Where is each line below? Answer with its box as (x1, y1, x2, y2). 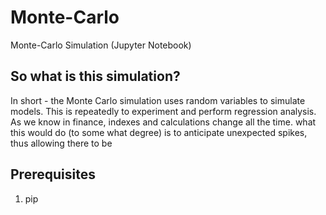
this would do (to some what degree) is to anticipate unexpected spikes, (10, 126, 308, 138)
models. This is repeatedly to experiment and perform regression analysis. (10, 105, 317, 117)
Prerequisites (10, 166, 96, 183)
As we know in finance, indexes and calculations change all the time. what (10, 116, 317, 128)
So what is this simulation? (10, 68, 181, 85)
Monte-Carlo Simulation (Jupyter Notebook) (10, 39, 192, 51)
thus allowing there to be (10, 137, 113, 149)
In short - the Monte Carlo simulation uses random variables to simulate (10, 94, 306, 106)
